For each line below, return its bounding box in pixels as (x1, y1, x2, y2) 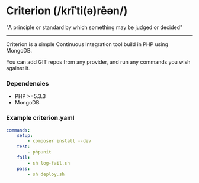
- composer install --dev (27, 138, 92, 144)
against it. (6, 64, 30, 71)
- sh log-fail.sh (27, 160, 70, 166)
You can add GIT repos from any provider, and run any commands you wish (6, 58, 191, 66)
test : (17, 143, 31, 150)
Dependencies (6, 79, 49, 87)
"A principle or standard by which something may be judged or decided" (6, 24, 183, 31)
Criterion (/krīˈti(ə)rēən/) (6, 4, 128, 18)
